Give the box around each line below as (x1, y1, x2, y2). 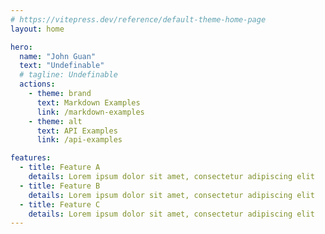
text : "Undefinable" (19, 61, 105, 71)
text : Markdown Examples (36, 97, 141, 108)
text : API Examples (36, 126, 118, 136)
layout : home (10, 24, 65, 34)
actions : (19, 79, 56, 90)
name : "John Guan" (19, 51, 97, 61)
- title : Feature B (19, 181, 101, 191)
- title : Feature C (19, 199, 101, 210)
